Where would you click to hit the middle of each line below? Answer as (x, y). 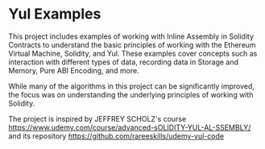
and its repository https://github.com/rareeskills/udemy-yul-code (116, 136)
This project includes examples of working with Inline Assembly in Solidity (131, 36)
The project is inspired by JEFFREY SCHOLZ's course (97, 118)
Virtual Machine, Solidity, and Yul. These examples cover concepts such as (133, 53)
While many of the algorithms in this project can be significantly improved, (132, 86)
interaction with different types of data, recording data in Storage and (124, 62)
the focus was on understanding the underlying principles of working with (131, 94)
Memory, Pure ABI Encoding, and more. (74, 70)
